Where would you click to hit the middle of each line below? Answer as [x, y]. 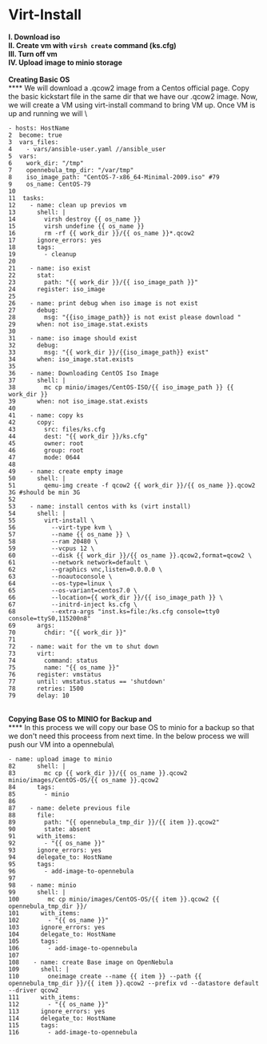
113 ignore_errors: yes [57, 1011]
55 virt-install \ [51, 520]
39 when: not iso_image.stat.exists [78, 401]
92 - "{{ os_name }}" [57, 843]
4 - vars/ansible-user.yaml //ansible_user [87, 149]
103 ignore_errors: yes [57, 927]
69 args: [32, 625]
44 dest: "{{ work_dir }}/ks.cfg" [78, 436]
